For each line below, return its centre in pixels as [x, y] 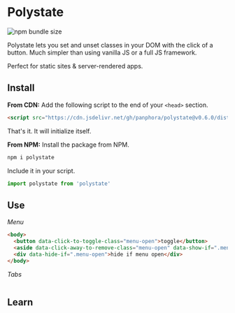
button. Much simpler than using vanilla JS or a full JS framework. [102, 52]
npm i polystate [31, 157]
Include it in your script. [41, 170]
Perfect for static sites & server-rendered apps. [75, 66]
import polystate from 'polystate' [59, 183]
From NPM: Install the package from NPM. [68, 145]
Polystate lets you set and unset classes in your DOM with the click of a [110, 45]
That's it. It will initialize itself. [49, 131]
